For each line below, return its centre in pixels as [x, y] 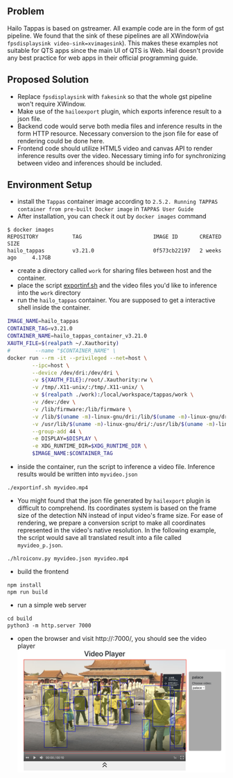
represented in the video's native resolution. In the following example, [116, 530]
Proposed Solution [48, 80]
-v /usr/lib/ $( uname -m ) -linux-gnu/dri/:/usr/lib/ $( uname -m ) [124, 424]
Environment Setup [50, 185]
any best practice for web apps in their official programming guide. [103, 58]
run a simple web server [52, 605]
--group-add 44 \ [57, 431]
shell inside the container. [54, 308]
